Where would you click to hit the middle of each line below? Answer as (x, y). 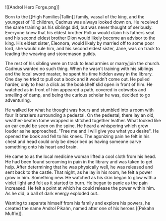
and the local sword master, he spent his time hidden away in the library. (79, 74)
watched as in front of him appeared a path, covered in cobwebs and (76, 90)
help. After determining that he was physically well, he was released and (79, 167)
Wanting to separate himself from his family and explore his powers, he (78, 203)
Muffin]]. (14, 214)
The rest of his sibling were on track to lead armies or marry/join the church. (83, 63)
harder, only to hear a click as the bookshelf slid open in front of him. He (79, 84)
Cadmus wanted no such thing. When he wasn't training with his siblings (79, 69)
